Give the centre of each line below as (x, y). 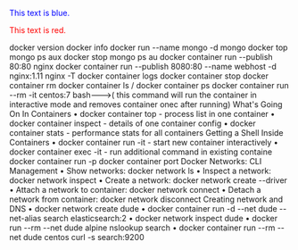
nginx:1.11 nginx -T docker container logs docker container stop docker (139, 76)
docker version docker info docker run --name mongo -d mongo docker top (149, 47)
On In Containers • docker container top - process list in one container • (142, 114)
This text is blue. (39, 13)
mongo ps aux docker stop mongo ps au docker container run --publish (141, 57)
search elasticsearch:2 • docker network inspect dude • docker (161, 218)
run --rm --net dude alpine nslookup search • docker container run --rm (142, 228)
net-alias (25, 218)
